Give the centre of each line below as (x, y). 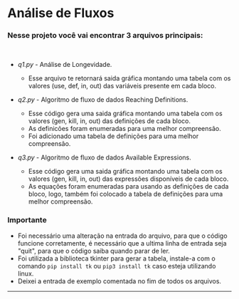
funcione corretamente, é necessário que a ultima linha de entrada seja (122, 243)
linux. (26, 273)
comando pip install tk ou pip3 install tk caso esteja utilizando (117, 266)
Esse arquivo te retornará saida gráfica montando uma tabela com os (129, 78)
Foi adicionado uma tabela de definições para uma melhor (113, 136)
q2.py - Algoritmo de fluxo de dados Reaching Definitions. (103, 100)
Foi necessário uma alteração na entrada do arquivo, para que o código (122, 236)
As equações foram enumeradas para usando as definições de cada (128, 187)
